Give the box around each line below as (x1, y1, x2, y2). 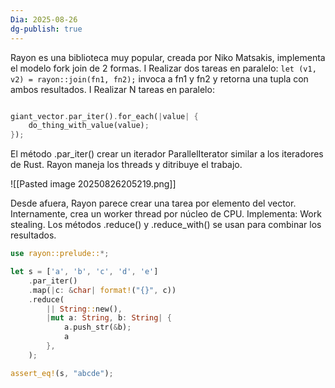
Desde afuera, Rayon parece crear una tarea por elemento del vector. (10, 197, 297, 210)
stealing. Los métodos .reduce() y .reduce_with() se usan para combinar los (10, 219, 322, 231)
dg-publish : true (10, 24, 83, 34)
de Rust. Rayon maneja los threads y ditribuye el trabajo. (10, 159, 243, 171)
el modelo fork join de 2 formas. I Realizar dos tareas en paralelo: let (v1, (10, 62, 317, 74)
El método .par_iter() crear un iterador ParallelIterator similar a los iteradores (10, 148, 324, 160)
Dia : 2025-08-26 (10, 14, 78, 25)
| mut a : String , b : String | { (46, 313, 172, 323)
